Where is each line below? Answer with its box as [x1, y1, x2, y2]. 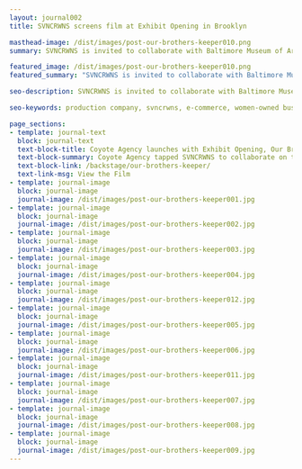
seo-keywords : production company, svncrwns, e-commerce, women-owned [9, 104, 280, 113]
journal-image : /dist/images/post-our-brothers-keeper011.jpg [17, 371, 255, 380]
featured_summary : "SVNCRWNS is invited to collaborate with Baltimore [9, 71, 283, 80]
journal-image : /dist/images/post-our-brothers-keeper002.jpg [17, 220, 255, 230]
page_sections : [9, 119, 67, 129]
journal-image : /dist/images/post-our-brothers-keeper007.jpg [17, 395, 255, 405]
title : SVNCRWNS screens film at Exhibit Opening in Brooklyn [9, 22, 247, 31]
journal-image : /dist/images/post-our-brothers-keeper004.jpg [17, 270, 255, 279]
